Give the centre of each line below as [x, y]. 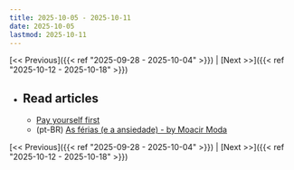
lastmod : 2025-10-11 [48, 34]
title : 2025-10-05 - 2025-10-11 [70, 18]
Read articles [61, 98]
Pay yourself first [68, 120]
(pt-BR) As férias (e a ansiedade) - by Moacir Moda [132, 130]
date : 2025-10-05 [42, 26]
